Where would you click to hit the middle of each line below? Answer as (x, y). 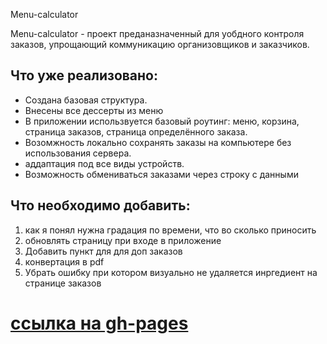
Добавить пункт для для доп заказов (103, 251)
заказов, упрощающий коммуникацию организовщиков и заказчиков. (160, 44)
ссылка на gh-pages (99, 323)
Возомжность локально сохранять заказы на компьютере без (158, 142)
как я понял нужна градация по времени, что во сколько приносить (170, 230)
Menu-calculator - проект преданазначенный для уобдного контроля (157, 33)
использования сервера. (78, 153)
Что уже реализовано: (84, 75)
